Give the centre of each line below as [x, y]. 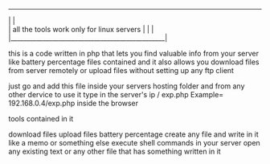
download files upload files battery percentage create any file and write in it [133, 134]
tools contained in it [41, 119]
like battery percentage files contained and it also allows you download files [134, 62]
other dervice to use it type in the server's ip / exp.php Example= [116, 94]
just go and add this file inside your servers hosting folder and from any [127, 86]
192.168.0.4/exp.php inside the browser [74, 103]
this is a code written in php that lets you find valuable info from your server [134, 53]
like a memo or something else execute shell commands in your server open [135, 143]
